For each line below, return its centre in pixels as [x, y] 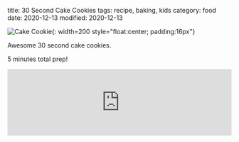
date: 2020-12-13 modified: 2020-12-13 [65, 18]
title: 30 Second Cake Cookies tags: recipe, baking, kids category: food [112, 10]
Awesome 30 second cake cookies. [59, 45]
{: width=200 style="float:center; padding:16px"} [123, 32]
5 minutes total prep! [38, 59]
